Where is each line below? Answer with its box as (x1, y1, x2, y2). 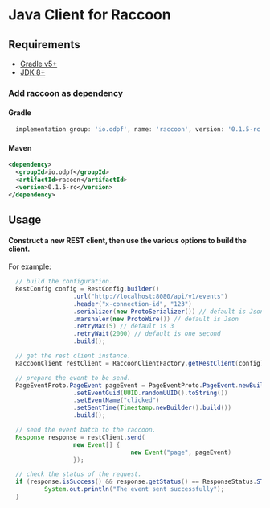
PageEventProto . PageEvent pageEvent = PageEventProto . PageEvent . (15, 381, 239, 390)
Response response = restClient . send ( (15, 433, 146, 441)
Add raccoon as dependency (8, 87, 123, 98)
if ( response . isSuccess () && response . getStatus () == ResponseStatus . (15, 477, 257, 486)
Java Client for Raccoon (8, 6, 171, 24)
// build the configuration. (15, 278, 113, 286)
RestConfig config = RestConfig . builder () (15, 285, 160, 293)
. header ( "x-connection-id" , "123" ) (72, 299, 193, 308)
